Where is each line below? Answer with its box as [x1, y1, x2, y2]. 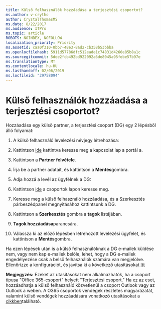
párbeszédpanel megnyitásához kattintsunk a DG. [13, 201, 116, 207]
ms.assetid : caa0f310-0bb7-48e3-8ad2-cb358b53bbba [6, 45, 114, 50]
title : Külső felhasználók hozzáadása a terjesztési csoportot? [6, 7, 143, 13]
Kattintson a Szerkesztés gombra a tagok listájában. [13, 211, 122, 217]
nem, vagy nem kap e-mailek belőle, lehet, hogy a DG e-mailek [6, 251, 136, 257]
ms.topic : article [6, 31, 44, 36]
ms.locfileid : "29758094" [6, 73, 60, 78]
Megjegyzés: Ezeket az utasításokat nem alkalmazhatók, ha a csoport [6, 271, 151, 277]
